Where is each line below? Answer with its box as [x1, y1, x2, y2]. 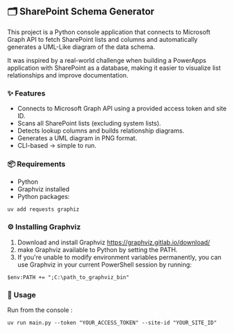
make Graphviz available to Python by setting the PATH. [17, 245, 178, 253]
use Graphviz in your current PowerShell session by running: [17, 260, 192, 269]
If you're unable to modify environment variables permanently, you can [17, 253, 222, 261]
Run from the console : [7, 306, 73, 314]
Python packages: [17, 193, 70, 201]
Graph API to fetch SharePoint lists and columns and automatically [7, 35, 198, 43]
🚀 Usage [7, 290, 36, 299]
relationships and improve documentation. [7, 71, 129, 79]
